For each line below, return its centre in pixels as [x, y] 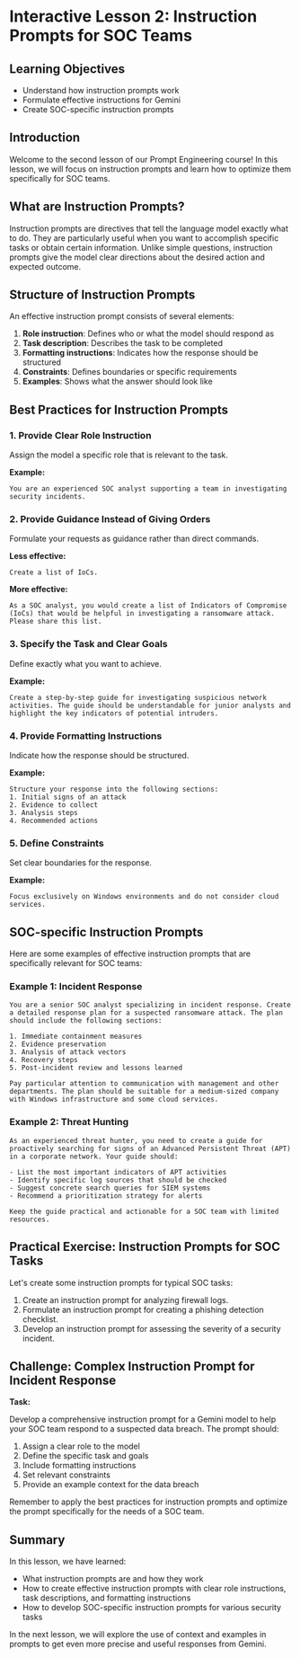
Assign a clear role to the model [81, 1446]
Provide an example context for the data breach [110, 1485]
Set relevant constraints [66, 1475]
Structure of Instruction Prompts [102, 295]
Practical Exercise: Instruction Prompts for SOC [145, 1247]
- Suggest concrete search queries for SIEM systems [110, 1188]
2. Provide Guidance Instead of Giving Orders [110, 519]
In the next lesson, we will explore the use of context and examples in [138, 1635]
